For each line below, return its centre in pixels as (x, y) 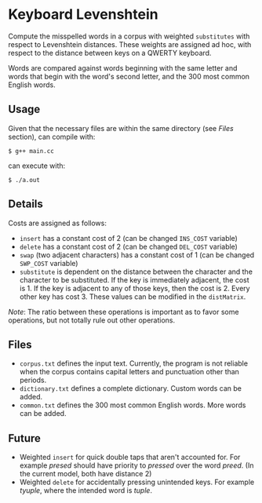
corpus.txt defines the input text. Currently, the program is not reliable (134, 363)
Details (25, 204)
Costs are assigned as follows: (58, 223)
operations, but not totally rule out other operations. (91, 320)
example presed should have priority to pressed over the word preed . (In (136, 465)
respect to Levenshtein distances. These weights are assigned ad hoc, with (130, 44)
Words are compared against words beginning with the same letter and (123, 67)
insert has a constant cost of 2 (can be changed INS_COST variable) (128, 238)
